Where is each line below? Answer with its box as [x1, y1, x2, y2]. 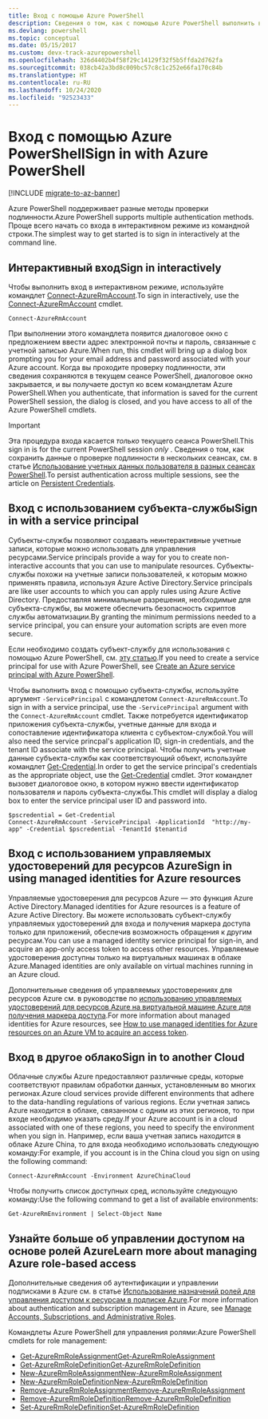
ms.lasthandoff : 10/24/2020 [8, 86, 102, 94]
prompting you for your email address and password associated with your [8, 354, 251, 364]
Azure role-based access [8, 1257, 137, 1270]
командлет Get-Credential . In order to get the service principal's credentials [8, 761, 258, 771]
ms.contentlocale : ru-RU [8, 78, 91, 86]
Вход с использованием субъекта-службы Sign [8, 501, 258, 516]
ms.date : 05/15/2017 [8, 42, 77, 50]
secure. [8, 628, 33, 638]
